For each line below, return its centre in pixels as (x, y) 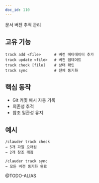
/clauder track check (28, 142)
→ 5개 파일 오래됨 (21, 147)
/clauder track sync (27, 161)
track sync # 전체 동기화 (42, 70)
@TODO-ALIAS (21, 176)
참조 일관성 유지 (28, 112)
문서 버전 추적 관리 (23, 24)
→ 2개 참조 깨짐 (19, 152)
